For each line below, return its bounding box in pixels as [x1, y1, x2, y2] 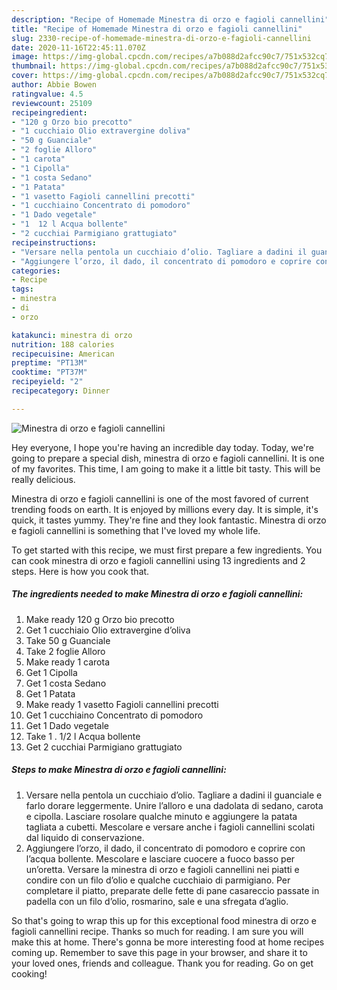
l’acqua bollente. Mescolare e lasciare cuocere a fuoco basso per [25, 852, 296, 865]
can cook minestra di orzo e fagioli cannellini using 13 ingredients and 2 [11, 554, 306, 566]
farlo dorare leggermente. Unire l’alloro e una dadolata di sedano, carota [25, 799, 324, 811]
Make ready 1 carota [25, 656, 110, 668]
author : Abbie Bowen [11, 80, 98, 90]
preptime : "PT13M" [11, 358, 88, 368]
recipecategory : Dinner [11, 386, 111, 396]
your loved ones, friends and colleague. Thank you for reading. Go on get [11, 957, 314, 969]
